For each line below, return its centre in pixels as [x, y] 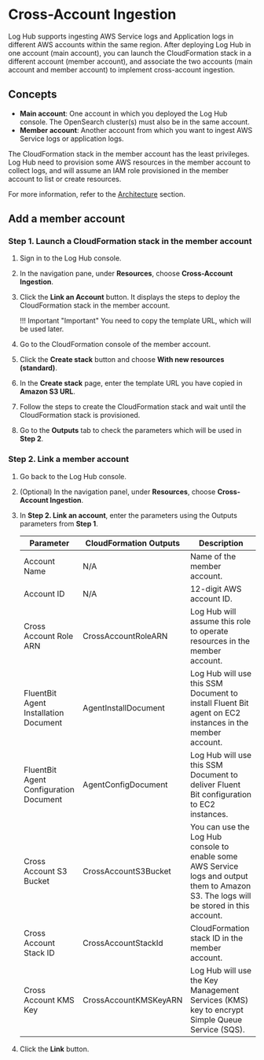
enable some [214, 856]
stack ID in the [216, 938]
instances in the [219, 722]
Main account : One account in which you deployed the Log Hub [123, 113]
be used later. [42, 329]
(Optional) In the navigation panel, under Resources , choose [117, 491]
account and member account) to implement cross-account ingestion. [122, 69]
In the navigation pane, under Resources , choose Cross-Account [126, 274]
